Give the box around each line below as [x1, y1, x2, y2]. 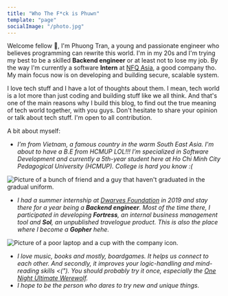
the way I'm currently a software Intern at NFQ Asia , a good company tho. [7, 63, 217, 72]
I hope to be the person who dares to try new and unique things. [16, 282, 200, 290]
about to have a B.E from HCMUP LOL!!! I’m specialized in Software [16, 147, 209, 156]
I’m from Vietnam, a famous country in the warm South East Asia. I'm [16, 140, 214, 149]
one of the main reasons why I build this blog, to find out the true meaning [7, 99, 216, 107]
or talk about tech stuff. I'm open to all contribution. [7, 114, 152, 122]
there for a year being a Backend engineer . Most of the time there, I [16, 204, 211, 212]
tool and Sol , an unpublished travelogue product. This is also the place [16, 218, 218, 226]
